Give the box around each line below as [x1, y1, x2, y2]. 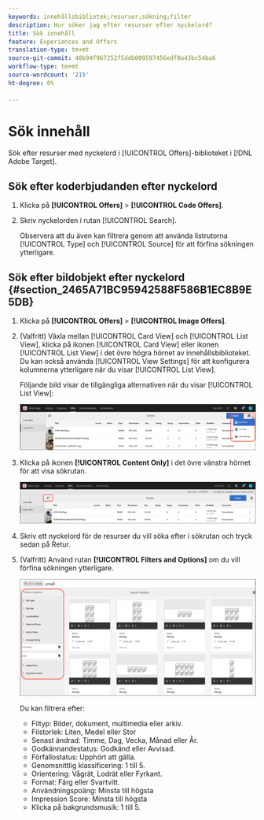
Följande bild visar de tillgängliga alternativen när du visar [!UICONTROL [19, 380, 253, 390]
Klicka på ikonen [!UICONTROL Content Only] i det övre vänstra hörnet [19, 458, 251, 468]
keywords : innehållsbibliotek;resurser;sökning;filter [8, 13, 192, 20]
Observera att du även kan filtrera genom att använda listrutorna [19, 231, 228, 240]
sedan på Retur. [19, 540, 71, 549]
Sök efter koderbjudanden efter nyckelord [8, 180, 218, 193]
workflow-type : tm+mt [8, 63, 79, 71]
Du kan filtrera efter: [19, 703, 85, 713]
